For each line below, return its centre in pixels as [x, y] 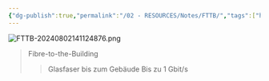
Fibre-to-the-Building [63, 53]
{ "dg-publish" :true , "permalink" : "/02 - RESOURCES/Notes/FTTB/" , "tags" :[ [132, 15]
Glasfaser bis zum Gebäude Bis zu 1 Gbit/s [118, 69]
